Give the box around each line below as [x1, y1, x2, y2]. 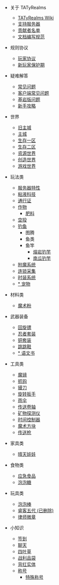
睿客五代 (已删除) [17, 508, 54, 513]
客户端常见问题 [17, 90, 49, 96]
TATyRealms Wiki [17, 15, 54, 20]
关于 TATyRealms [10, 5, 47, 10]
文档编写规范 [17, 34, 45, 39]
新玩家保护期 [17, 62, 45, 68]
